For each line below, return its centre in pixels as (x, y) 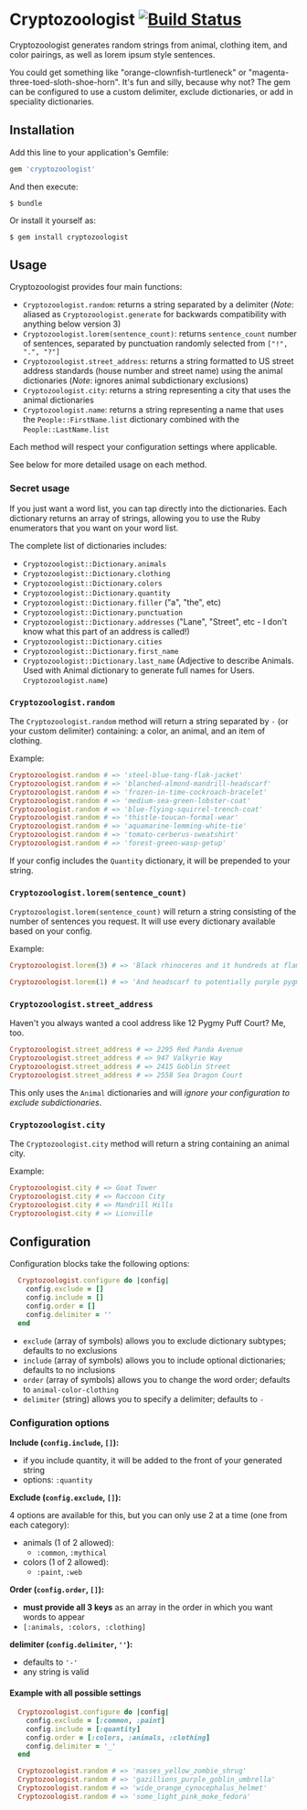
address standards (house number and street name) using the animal (153, 371)
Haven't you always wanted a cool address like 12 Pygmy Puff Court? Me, (148, 1023)
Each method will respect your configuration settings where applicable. (143, 447)
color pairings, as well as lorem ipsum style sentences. (112, 54)
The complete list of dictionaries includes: (88, 545)
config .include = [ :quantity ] (84, 1729)
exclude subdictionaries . (56, 1102)
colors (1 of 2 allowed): (66, 1562)
